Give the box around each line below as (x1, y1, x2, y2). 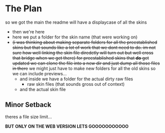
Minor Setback (5, 100, 51, 109)
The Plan (5, 3, 42, 14)
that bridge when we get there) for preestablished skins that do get (12, 55, 149, 61)
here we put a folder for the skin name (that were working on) (12, 34, 138, 40)
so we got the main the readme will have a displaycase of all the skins (5, 19, 147, 25)
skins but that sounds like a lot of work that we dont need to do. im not (12, 44, 156, 50)
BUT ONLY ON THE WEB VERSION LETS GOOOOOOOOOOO (5, 123, 129, 129)
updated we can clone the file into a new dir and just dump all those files (12, 60, 160, 66)
